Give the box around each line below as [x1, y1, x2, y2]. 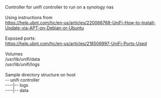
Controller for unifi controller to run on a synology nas [5, 4, 114, 10]
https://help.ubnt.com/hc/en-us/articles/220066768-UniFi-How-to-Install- [5, 20, 156, 25]
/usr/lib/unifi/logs [5, 61, 40, 67]
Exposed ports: [5, 35, 36, 41]
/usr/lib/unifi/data [5, 56, 40, 62]
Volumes [5, 51, 23, 57]
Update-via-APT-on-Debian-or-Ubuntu [5, 25, 84, 31]
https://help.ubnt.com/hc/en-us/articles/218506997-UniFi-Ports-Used [5, 41, 147, 46]
